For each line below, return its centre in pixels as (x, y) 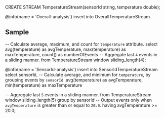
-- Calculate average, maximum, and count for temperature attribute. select (82, 44)
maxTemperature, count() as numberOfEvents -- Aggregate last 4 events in (81, 54)
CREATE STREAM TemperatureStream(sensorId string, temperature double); (83, 7)
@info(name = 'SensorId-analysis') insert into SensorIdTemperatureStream (82, 69)
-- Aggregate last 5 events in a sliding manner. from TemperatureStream (78, 95)
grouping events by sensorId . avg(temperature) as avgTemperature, (74, 80)
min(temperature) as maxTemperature (44, 85)
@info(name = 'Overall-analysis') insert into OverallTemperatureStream (78, 17)
